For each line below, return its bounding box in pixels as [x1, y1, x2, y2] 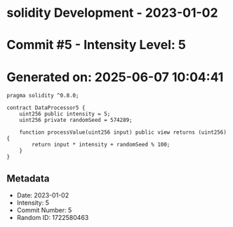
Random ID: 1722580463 [16, 214, 89, 222]
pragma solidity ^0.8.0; [6, 92, 79, 99]
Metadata [6, 172, 50, 184]
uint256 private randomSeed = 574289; [19, 117, 133, 124]
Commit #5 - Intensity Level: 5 [6, 37, 187, 53]
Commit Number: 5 [16, 206, 72, 214]
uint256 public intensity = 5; [19, 111, 111, 118]
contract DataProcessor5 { [6, 104, 86, 111]
